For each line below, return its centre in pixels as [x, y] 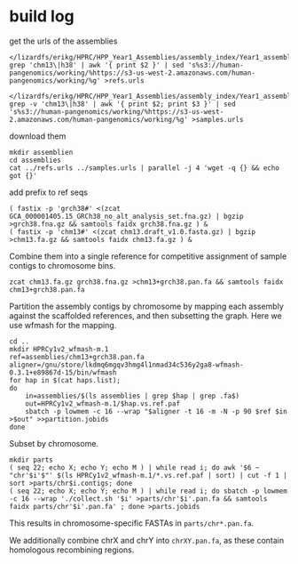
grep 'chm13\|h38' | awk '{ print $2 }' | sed [97, 65]
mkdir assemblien [41, 152]
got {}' [24, 175]
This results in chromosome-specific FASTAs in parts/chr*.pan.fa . [132, 523]
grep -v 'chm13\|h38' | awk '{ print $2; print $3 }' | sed [123, 104]
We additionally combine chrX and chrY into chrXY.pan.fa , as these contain [147, 540]
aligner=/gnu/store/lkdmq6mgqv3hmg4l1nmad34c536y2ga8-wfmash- [126, 365]
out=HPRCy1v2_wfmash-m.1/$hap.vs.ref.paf [102, 403]
